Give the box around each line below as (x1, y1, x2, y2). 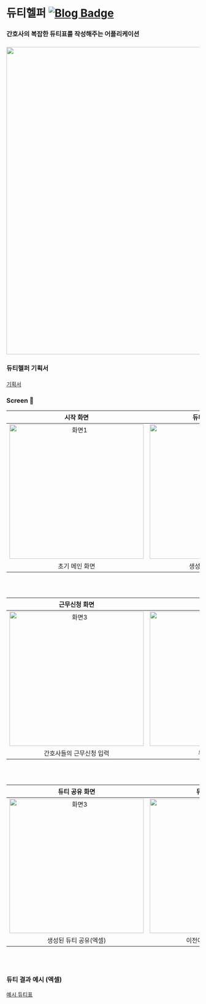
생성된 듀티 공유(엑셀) (47, 936, 106, 945)
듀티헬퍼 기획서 (6, 364, 49, 373)
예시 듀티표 (6, 990, 33, 998)
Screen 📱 (6, 396, 34, 405)
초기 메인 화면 (58, 562, 96, 571)
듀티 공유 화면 (58, 788, 96, 796)
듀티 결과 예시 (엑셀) (6, 976, 63, 984)
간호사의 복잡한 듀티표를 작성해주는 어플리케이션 (6, 30, 140, 38)
